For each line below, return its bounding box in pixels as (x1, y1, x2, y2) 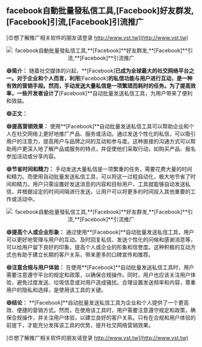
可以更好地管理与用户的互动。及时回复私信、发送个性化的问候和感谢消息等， (6, 236, 196, 243)
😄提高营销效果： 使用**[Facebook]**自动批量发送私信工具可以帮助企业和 (6, 122, 189, 130)
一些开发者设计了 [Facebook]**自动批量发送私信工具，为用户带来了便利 (16, 89, 193, 97)
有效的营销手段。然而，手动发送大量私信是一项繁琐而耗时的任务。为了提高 (6, 82, 191, 89)
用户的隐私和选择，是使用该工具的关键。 (6, 286, 106, 293)
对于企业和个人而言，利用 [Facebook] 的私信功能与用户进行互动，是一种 (16, 74, 193, 82)
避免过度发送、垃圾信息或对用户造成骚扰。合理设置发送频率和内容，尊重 (16, 279, 196, 286)
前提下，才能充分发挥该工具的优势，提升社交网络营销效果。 (6, 321, 154, 328)
